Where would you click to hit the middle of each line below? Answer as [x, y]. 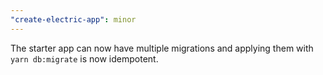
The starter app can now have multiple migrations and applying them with [162, 48]
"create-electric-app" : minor [73, 19]
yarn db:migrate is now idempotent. [84, 58]
